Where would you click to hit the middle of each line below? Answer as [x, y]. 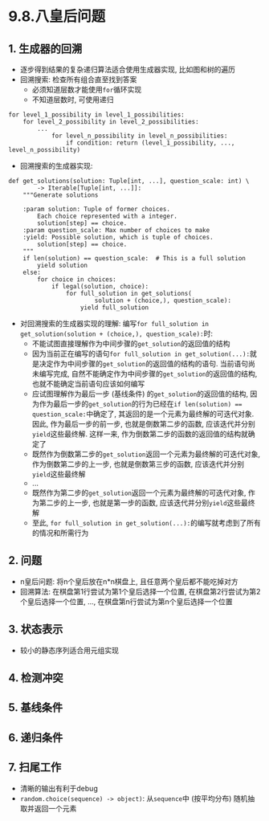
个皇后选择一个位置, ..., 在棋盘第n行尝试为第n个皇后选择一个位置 [126, 601]
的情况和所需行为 [60, 533]
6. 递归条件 [36, 737]
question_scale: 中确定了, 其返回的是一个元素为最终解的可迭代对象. [143, 414]
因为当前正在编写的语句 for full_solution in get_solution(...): [141, 353]
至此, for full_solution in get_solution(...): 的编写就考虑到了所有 [146, 523]
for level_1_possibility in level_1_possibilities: [96, 115]
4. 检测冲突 [36, 678]
